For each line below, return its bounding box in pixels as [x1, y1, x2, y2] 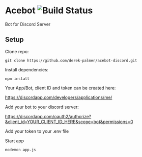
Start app [5, 138, 24, 144]
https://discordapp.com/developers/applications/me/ [5, 94, 113, 100]
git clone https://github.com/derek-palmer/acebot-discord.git [5, 58, 138, 63]
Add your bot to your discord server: [5, 104, 79, 110]
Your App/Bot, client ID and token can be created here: [5, 85, 116, 91]
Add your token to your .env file [5, 128, 69, 134]
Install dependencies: [5, 66, 49, 72]
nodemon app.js [5, 147, 36, 152]
